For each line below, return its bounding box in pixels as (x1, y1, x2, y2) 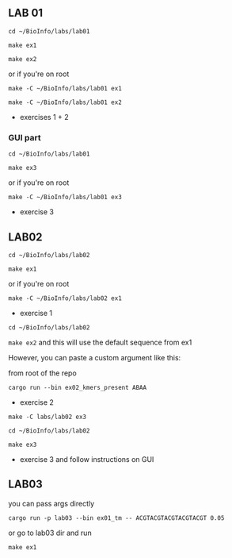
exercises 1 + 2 (19, 112, 69, 121)
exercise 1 (19, 308, 53, 317)
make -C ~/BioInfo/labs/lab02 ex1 (8, 294, 123, 302)
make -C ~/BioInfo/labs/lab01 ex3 (8, 194, 123, 202)
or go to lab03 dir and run (8, 528, 93, 537)
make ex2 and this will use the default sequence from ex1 (8, 337, 192, 347)
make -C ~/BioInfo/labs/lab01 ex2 (8, 98, 123, 106)
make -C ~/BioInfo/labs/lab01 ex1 (8, 84, 123, 92)
